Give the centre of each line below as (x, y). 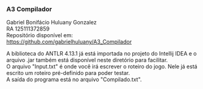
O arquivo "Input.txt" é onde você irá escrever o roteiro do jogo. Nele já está (102, 66)
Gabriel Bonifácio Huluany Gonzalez (52, 23)
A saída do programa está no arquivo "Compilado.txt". (74, 80)
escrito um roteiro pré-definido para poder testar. (68, 73)
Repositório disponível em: (40, 35)
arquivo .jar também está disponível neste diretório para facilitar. (87, 60)
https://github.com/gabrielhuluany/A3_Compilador (69, 42)
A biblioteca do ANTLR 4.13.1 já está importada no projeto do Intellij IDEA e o (101, 54)
